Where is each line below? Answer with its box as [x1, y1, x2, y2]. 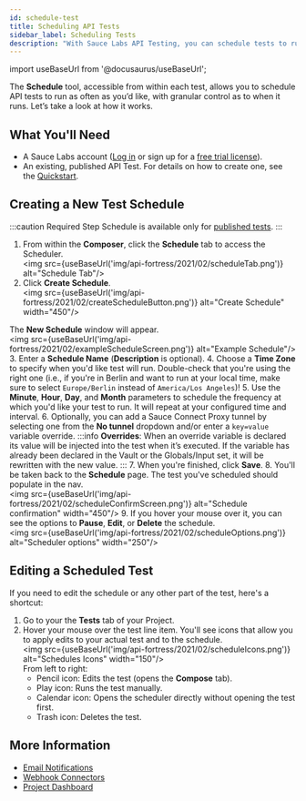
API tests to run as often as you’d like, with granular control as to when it [9, 91, 280, 102]
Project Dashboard [22, 781, 94, 792]
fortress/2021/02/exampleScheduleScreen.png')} [9, 343, 195, 354]
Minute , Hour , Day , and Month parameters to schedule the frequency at [9, 391, 282, 402]
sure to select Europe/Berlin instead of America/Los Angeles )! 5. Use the [9, 381, 280, 392]
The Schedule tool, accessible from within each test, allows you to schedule [9, 81, 296, 92]
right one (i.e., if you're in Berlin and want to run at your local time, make [9, 372, 280, 383]
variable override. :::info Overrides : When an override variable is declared [9, 430, 287, 441]
